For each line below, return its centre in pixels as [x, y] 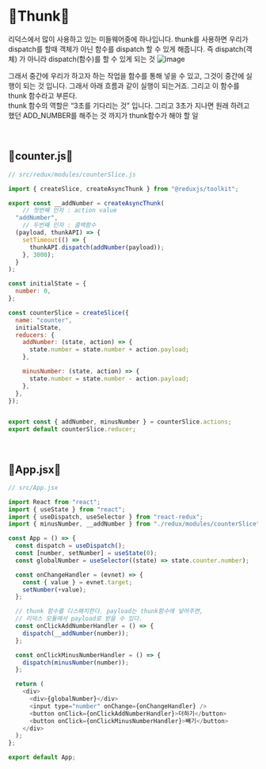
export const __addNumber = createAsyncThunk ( [86, 203]
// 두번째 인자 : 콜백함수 [59, 225]
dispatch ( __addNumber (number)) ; [76, 633]
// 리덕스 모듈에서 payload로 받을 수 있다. [79, 619]
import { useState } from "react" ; [67, 509]
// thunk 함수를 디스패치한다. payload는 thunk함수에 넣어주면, [109, 611]
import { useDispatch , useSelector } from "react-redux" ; [106, 517]
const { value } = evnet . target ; [78, 582]
